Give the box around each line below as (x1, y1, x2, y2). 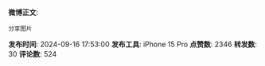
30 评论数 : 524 (8, 49, 57, 58)
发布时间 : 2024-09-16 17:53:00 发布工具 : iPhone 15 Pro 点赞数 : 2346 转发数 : (8, 39, 257, 49)
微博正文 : (8, 8, 39, 16)
